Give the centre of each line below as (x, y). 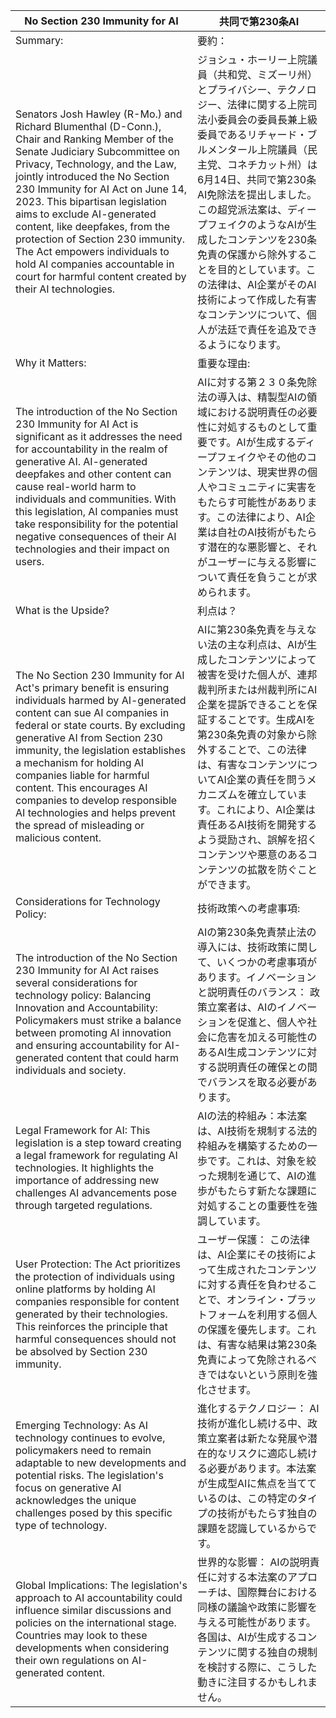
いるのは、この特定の (247, 1498)
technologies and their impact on (92, 549)
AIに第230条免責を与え (251, 629)
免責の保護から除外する (252, 254)
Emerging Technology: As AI (82, 1425)
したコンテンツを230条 (262, 239)
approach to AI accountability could (99, 1597)
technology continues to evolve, (90, 1437)
